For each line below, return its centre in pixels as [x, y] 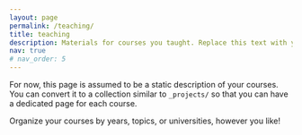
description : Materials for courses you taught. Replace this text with [148, 42]
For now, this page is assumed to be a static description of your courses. [144, 84]
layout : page [34, 17]
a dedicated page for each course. [73, 103]
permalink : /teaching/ [52, 26]
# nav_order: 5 [38, 59]
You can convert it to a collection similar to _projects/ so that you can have [149, 94]
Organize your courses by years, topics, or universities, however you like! [145, 121]
